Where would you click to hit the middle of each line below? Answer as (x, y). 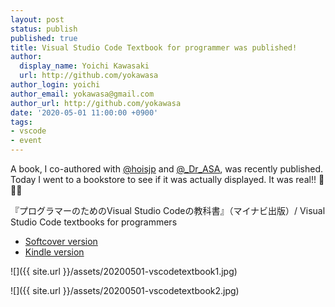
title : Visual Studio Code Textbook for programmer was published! (154, 47)
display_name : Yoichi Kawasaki (84, 66)
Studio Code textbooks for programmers (94, 222)
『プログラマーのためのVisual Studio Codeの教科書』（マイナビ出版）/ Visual (168, 210)
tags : (21, 122)
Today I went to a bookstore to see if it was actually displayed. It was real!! (163, 179)
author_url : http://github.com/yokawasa (96, 103)
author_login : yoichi (55, 85)
